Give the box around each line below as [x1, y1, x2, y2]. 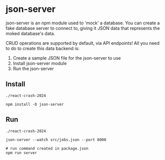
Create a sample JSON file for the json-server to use [12, 55, 121, 61]
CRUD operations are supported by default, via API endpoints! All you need [5, 40, 160, 46]
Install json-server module [12, 60, 67, 66]
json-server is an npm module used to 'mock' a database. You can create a [5, 20, 160, 26]
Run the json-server [12, 66, 54, 72]
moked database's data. [5, 30, 55, 36]
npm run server [5, 150, 37, 155]
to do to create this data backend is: [5, 45, 80, 51]
